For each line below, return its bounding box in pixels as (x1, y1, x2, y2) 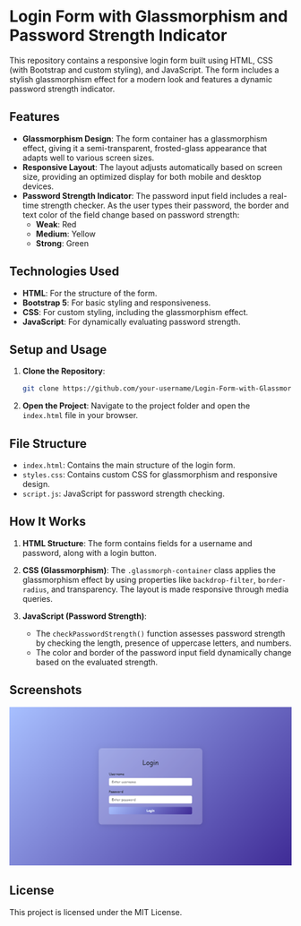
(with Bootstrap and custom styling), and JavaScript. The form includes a (9, 64, 279, 75)
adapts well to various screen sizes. (21, 152, 155, 163)
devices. (21, 181, 55, 192)
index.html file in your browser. (21, 410, 139, 421)
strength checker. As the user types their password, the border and (40, 200, 289, 210)
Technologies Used (9, 264, 119, 279)
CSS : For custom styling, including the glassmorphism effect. (21, 306, 249, 317)
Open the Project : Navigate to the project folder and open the (21, 400, 251, 411)
